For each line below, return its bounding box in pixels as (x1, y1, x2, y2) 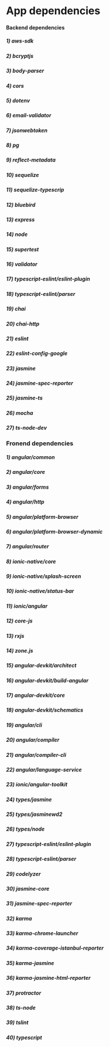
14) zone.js (6, 647, 33, 654)
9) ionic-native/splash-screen (6, 573, 81, 580)
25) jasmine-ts (6, 394, 43, 401)
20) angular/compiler (6, 736, 60, 743)
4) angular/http (6, 498, 45, 505)
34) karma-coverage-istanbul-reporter (6, 944, 104, 951)
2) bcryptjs (6, 52, 34, 60)
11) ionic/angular (6, 602, 48, 610)
